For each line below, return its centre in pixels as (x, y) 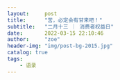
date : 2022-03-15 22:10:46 (55, 33)
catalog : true (28, 53)
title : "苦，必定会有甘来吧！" (55, 20)
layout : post (32, 14)
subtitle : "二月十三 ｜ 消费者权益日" (61, 26)
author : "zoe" (34, 40)
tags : (15, 59)
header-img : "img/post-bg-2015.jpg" (60, 46)
